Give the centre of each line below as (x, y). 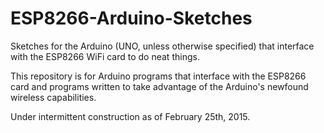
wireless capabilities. (53, 97)
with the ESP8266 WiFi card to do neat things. (105, 56)
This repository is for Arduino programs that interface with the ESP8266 (158, 76)
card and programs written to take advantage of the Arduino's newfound (159, 86)
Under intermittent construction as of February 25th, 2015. (130, 116)
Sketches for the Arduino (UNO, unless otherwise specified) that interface (162, 46)
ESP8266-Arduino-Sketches (131, 18)
